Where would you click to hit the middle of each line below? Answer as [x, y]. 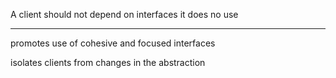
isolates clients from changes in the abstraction [108, 62]
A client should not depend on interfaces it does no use [124, 14]
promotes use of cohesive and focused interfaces [113, 43]
